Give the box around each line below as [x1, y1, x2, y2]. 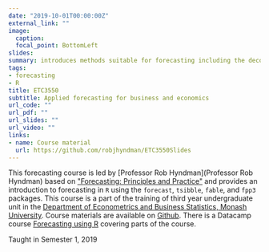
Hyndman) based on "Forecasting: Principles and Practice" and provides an [8, 177, 258, 186]
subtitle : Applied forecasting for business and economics [8, 94, 210, 102]
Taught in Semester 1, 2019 [8, 234, 98, 245]
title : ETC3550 [8, 86, 59, 95]
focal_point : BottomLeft [15, 42, 98, 50]
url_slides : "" [8, 116, 59, 124]
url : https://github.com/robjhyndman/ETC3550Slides [15, 146, 192, 154]
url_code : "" [8, 101, 52, 109]
